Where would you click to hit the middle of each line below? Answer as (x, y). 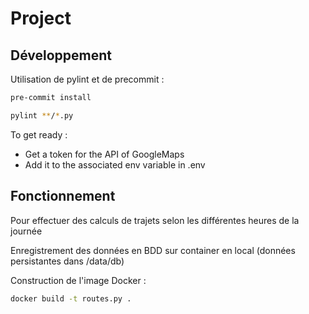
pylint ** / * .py (42, 115)
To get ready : (39, 134)
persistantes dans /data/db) (67, 261)
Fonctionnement (63, 196)
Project (41, 18)
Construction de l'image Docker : (78, 280)
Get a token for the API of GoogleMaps (104, 154)
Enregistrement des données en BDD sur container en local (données (153, 250)
